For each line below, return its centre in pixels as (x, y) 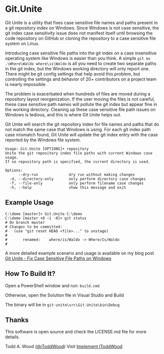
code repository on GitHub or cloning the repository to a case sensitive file (81, 38)
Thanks (17, 320)
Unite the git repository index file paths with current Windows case (79, 153)
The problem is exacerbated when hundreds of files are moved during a (78, 94)
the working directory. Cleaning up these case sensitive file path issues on (80, 109)
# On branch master (25, 222)
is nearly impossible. (26, 84)
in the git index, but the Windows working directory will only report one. (77, 68)
